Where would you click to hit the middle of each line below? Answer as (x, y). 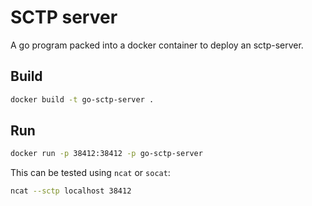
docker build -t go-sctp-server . (82, 99)
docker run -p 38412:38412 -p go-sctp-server (106, 154)
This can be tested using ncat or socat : (90, 173)
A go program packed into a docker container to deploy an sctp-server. (157, 45)
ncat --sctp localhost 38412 (71, 191)
